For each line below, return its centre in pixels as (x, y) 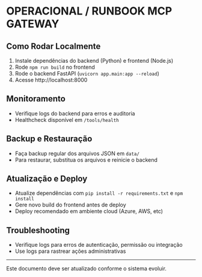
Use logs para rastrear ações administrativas (70, 251)
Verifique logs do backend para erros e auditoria (75, 113)
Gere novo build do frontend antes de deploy (70, 205)
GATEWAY (33, 24)
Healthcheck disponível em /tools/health (67, 119)
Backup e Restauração (49, 139)
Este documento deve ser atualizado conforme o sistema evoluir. (87, 269)
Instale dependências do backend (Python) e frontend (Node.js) (94, 61)
